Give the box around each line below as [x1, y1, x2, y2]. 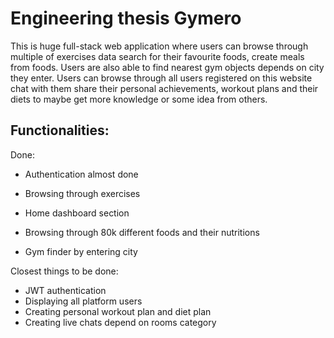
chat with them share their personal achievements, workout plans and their [10, 82, 319, 94]
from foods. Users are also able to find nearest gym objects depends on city [10, 61, 325, 73]
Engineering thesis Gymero [10, 7, 242, 30]
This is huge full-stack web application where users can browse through [10, 40, 309, 52]
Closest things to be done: [10, 265, 119, 277]
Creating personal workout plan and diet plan [24, 305, 212, 317]
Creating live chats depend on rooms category [24, 316, 217, 328]
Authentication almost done [24, 168, 139, 180]
